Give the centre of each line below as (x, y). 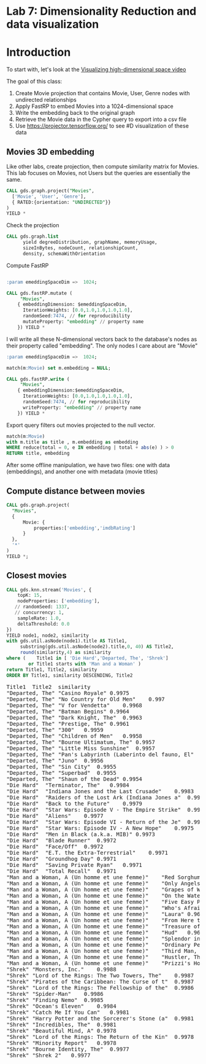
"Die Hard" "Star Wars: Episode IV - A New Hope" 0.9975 (100, 828)
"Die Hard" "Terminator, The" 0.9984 (68, 785)
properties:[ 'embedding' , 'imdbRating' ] (85, 528)
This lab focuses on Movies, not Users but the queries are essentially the (98, 173)
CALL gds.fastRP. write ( (38, 379)
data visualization (53, 24)
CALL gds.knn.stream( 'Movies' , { (49, 590)
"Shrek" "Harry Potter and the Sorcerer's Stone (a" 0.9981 (100, 1018)
